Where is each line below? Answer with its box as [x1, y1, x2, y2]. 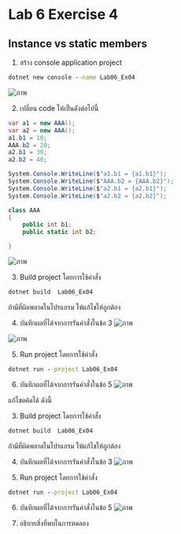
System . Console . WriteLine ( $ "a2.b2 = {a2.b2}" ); [8, 191, 168, 200]
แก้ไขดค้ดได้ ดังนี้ [8, 395, 53, 405]
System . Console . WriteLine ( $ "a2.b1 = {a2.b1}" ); [8, 184, 168, 192]
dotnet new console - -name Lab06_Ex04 [8, 73, 135, 81]
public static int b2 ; [22, 228, 97, 236]
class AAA [8, 206, 41, 214]
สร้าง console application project [19, 57, 122, 67]
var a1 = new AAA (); [8, 119, 76, 127]
